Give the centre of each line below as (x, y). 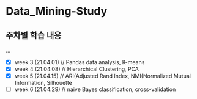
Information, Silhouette (43, 83)
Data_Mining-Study (57, 11)
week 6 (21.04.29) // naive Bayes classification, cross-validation (95, 89)
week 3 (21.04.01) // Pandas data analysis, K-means (80, 62)
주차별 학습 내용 (34, 35)
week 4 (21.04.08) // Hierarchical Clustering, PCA (76, 69)
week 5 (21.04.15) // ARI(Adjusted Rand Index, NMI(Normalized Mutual (102, 76)
